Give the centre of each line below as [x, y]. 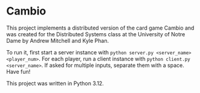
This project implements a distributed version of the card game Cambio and [100, 28]
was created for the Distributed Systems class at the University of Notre [96, 34]
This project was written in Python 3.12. [55, 83]
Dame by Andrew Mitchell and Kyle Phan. [58, 40]
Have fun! [18, 71]
